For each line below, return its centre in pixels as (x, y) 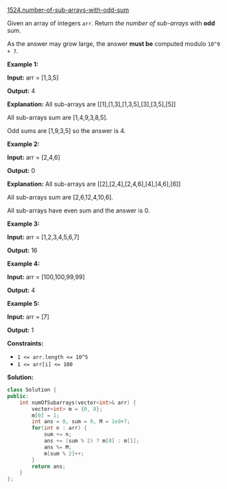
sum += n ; (58, 435)
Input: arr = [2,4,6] (34, 157)
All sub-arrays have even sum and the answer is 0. (79, 211)
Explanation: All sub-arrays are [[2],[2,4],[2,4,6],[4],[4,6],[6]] (94, 184)
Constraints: (25, 343)
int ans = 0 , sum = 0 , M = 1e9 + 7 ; (81, 422)
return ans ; (49, 466)
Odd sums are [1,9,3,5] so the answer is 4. (67, 131)
